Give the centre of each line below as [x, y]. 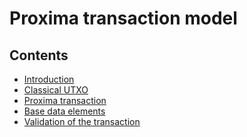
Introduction [49, 79]
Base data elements [64, 111]
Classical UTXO [56, 90]
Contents [39, 55]
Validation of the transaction [82, 121]
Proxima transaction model [123, 18]
